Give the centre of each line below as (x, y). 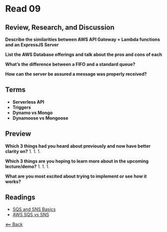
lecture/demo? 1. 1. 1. (27, 166)
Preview (18, 134)
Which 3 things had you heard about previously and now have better (78, 146)
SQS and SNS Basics (34, 209)
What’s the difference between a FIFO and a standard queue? (70, 64)
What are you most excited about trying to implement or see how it (76, 176)
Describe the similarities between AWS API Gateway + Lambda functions (83, 39)
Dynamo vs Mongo (33, 112)
